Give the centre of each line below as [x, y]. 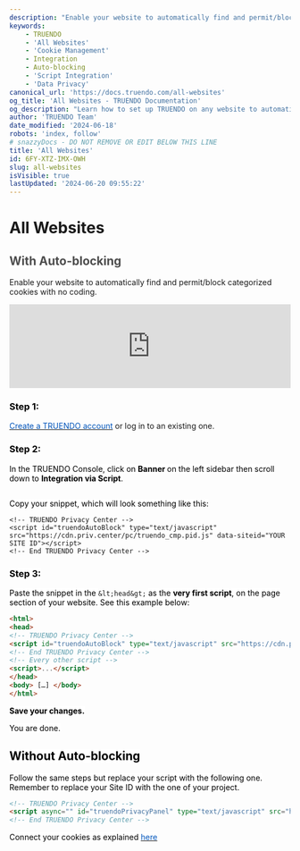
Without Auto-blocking [75, 756]
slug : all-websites [46, 167]
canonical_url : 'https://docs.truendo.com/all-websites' [117, 92]
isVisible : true [39, 175]
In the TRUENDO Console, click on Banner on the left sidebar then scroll [142, 468]
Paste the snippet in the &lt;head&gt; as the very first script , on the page [145, 593]
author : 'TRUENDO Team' [54, 117]
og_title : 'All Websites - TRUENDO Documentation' [105, 101]
